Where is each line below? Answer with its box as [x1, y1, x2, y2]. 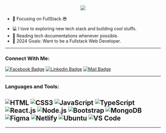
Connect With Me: [5, 55, 50, 62]
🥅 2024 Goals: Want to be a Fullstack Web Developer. [12, 38, 121, 44]
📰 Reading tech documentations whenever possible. [12, 33, 119, 39]
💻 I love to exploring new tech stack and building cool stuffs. [12, 25, 137, 32]
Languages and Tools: [5, 83, 59, 90]
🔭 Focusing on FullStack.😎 [12, 15, 68, 22]
